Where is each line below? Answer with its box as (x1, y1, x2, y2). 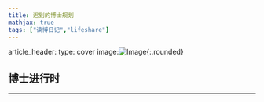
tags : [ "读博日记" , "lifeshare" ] (8, 26, 110, 33)
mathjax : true (8, 19, 55, 26)
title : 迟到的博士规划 (8, 11, 75, 19)
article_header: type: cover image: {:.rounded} (8, 47, 184, 57)
